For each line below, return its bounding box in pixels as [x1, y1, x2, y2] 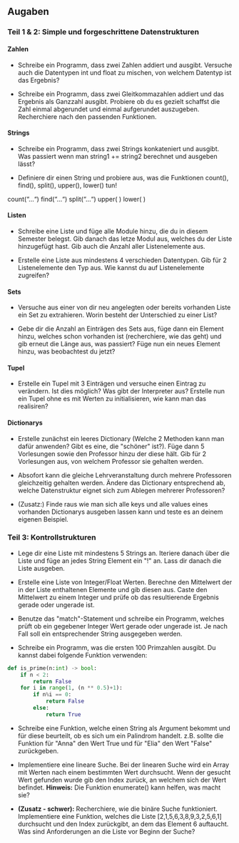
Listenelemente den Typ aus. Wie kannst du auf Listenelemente [17, 263, 205, 271]
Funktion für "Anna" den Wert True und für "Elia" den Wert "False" [17, 739, 213, 748]
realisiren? [17, 402, 49, 410]
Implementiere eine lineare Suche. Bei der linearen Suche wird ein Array [17, 760, 230, 769]
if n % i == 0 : [33, 691, 72, 698]
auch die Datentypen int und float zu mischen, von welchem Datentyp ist [17, 68, 232, 77]
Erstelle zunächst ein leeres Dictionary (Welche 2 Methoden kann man [17, 434, 225, 443]
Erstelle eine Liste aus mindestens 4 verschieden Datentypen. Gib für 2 [17, 256, 227, 264]
